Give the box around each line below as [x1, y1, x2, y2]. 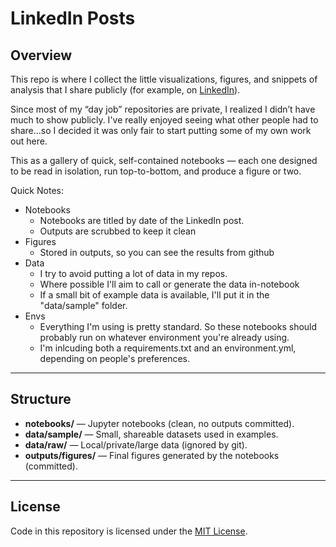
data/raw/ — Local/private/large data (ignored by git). [24, 438, 248, 451]
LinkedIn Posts [10, 7, 136, 30]
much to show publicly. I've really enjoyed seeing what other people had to [10, 114, 319, 126]
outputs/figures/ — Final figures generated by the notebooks [24, 449, 280, 461]
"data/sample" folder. [39, 300, 128, 311]
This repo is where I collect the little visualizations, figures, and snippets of [10, 73, 318, 85]
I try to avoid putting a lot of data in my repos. [39, 268, 228, 279]
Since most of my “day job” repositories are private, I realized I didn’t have [10, 103, 316, 115]
